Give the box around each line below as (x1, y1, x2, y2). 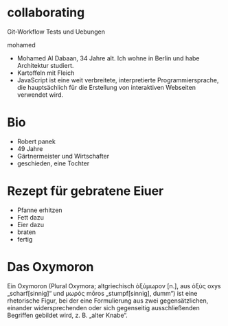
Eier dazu (16, 220, 45, 229)
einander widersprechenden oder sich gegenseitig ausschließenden (7, 303, 201, 312)
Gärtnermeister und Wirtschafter (16, 152, 110, 160)
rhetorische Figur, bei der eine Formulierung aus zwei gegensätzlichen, (7, 296, 209, 305)
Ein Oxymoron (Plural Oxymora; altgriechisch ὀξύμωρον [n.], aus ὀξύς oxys (7, 281, 221, 290)
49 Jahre (16, 144, 43, 152)
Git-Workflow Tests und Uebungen (7, 27, 105, 36)
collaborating (7, 5, 85, 21)
